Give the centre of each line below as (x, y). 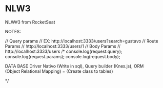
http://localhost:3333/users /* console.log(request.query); (64, 51)
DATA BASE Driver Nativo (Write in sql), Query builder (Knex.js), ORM (74, 66)
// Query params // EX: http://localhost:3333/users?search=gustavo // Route (82, 41)
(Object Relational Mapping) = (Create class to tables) (59, 71)
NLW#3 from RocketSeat (30, 22)
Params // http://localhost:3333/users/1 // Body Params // (63, 46)
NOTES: (13, 31)
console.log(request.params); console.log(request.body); (63, 56)
